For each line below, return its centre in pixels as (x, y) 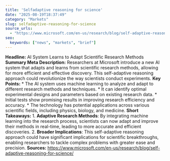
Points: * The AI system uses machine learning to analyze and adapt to (79, 84)
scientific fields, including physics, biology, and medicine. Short (72, 110)
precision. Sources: (26, 148)
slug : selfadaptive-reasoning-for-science (51, 24)
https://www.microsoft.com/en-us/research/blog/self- (104, 148)
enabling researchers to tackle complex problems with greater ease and (80, 142)
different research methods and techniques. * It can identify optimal (76, 89)
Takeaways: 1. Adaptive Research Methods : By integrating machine (77, 116)
